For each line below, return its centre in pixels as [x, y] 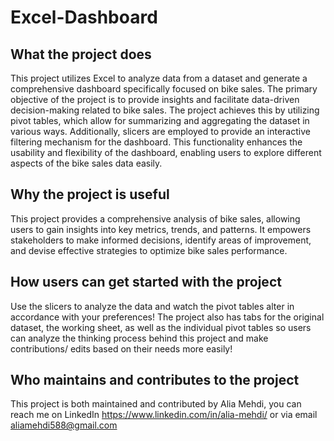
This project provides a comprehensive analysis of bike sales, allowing [155, 218]
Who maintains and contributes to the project [155, 380]
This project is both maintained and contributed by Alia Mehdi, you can [156, 404]
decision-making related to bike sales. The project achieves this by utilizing [165, 110]
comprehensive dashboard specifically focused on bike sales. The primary [164, 89]
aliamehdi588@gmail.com [64, 425]
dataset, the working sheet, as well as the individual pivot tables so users [161, 327]
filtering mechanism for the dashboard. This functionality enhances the [156, 142]
